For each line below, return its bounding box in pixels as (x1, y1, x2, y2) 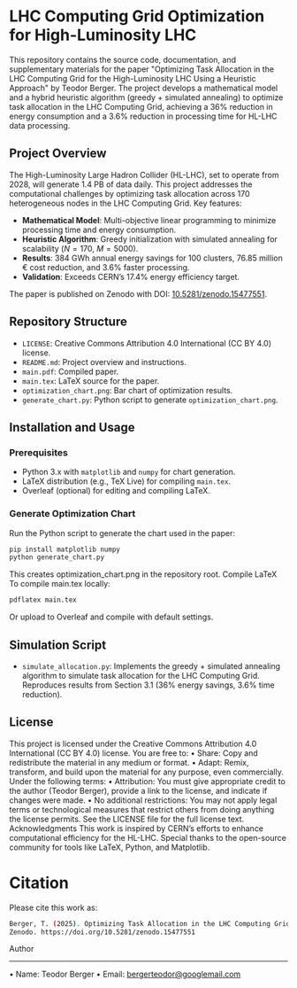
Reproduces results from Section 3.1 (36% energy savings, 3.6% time (21, 680, 276, 690)
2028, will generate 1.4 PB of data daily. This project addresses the (9, 179, 253, 190)
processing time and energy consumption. (21, 224, 177, 235)
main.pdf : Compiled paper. (21, 366, 119, 377)
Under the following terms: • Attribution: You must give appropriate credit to (9, 775, 286, 786)
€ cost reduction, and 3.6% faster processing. (21, 261, 190, 272)
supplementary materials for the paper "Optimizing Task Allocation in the (9, 64, 275, 74)
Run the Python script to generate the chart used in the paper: (9, 527, 236, 538)
